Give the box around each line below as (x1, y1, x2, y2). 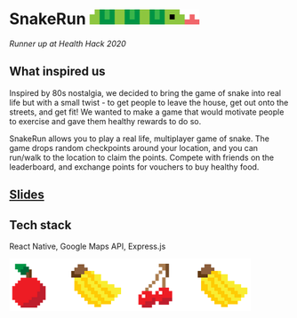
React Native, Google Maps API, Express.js (9, 241, 166, 251)
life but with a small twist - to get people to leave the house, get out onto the (9, 97, 289, 107)
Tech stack (9, 218, 72, 233)
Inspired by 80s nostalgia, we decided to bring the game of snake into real (9, 87, 282, 98)
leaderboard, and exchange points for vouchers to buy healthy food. (9, 161, 260, 172)
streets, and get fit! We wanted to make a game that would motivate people (9, 107, 285, 117)
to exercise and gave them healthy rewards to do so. (9, 115, 202, 126)
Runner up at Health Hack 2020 (9, 38, 126, 49)
